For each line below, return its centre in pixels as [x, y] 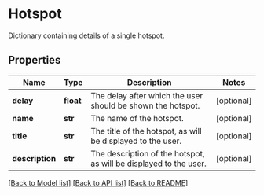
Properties [35, 60]
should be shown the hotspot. [145, 105]
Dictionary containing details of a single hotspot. [86, 35]
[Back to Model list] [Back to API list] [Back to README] [98, 182]
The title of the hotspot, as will [146, 131]
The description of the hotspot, [147, 153]
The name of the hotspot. [137, 118]
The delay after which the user [147, 95]
